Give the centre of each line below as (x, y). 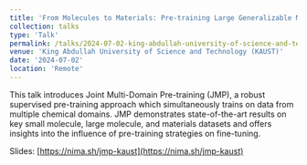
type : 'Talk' (34, 35)
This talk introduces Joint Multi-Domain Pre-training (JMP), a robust (138, 94)
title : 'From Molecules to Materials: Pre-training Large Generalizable (151, 18)
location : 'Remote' (47, 69)
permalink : (30, 43)
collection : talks (44, 26)
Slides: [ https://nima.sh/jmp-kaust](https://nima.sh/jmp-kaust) (127, 150)
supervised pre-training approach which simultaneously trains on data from (152, 104)
